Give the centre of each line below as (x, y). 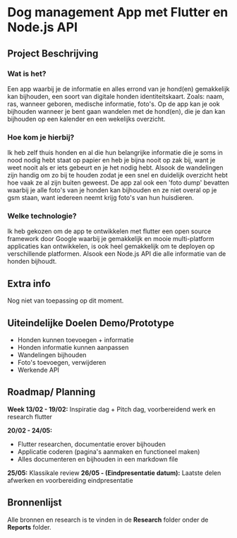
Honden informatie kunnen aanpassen (73, 348)
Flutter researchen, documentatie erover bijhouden (91, 444)
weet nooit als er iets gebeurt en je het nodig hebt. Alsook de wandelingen (115, 168)
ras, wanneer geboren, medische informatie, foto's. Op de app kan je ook (114, 104)
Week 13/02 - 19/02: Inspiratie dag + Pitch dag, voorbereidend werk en (111, 409)
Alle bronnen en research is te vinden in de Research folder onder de (108, 520)
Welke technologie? (42, 216)
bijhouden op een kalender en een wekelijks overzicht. (86, 119)
